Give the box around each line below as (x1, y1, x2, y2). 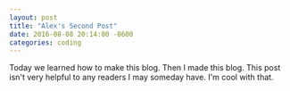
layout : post (9, 12, 58, 22)
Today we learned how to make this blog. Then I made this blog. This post (9, 62, 281, 73)
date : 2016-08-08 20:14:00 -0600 (9, 29, 134, 38)
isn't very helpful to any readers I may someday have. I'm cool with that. (9, 72, 274, 83)
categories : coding (9, 37, 82, 47)
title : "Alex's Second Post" (9, 21, 118, 30)
